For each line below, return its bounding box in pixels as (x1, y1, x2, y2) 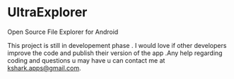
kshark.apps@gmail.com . (7, 63, 81, 72)
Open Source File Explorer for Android (7, 28, 119, 36)
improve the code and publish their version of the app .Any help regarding (7, 49, 223, 57)
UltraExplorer (7, 4, 88, 20)
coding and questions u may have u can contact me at (7, 56, 165, 64)
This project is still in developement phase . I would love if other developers (7, 41, 227, 49)
